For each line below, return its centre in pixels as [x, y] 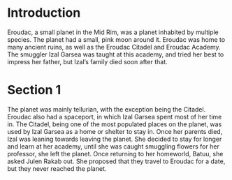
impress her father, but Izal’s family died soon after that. [87, 61]
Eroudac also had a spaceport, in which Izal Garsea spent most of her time [115, 117]
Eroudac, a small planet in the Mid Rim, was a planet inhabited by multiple [113, 32]
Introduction [44, 13]
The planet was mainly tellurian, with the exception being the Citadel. [107, 109]
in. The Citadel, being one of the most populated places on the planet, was [115, 124]
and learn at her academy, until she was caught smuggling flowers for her [114, 146]
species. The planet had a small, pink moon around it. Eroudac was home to [116, 39]
